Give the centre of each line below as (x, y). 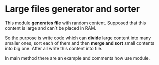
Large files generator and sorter (73, 9)
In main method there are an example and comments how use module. (78, 58)
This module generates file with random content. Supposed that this (76, 23)
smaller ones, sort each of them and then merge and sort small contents (80, 43)
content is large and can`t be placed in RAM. (51, 28)
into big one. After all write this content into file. (54, 48)
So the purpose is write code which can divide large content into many (78, 38)
